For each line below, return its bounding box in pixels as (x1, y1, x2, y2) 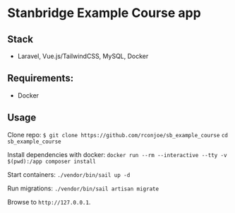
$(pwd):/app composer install (7, 158, 97, 165)
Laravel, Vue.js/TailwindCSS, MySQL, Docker (17, 52, 149, 60)
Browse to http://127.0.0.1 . (7, 197, 91, 206)
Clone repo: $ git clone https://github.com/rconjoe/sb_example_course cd (7, 130, 228, 139)
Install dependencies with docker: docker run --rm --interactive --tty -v (7, 150, 227, 159)
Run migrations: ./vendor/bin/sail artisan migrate (7, 184, 159, 192)
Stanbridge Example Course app (7, 5, 201, 21)
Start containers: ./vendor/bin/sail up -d (7, 170, 131, 178)
